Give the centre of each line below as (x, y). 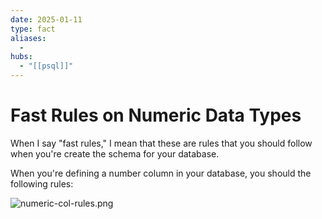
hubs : (21, 57)
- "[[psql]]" (46, 66)
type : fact (33, 29)
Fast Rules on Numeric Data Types (156, 115)
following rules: (42, 183)
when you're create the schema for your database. (115, 153)
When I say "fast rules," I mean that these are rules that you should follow (161, 143)
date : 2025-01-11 (46, 19)
